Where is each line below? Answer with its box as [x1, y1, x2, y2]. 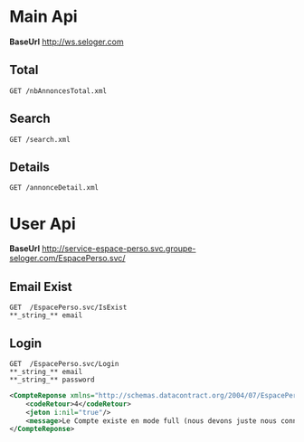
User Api [9, 213, 77, 234]
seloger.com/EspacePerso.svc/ [9, 253, 126, 264]
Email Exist [9, 278, 72, 295]
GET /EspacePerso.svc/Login [9, 359, 119, 368]
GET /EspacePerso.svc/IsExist [9, 303, 128, 313]
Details [9, 159, 50, 174]
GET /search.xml [9, 135, 71, 144]
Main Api [9, 6, 79, 27]
